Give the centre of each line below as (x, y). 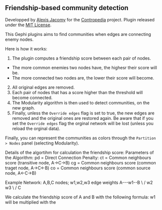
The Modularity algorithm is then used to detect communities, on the (81, 103)
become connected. (32, 97)
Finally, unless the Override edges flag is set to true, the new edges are (83, 113)
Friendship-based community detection (67, 8)
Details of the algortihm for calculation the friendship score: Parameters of (80, 152)
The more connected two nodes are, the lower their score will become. (83, 78)
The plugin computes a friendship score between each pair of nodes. (81, 58)
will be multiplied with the (31, 202)
